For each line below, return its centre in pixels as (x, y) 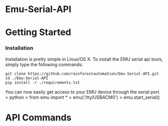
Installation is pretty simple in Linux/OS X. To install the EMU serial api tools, (84, 59)
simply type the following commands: (44, 65)
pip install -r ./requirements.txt (43, 82)
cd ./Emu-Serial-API (27, 78)
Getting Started (38, 33)
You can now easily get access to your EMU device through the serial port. (83, 92)
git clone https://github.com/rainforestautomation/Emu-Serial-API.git (82, 74)
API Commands (38, 117)
